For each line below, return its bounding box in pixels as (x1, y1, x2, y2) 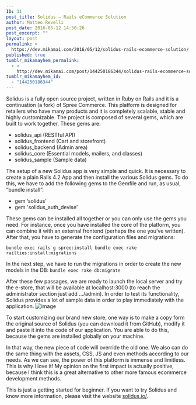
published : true (6, 52, 45, 58)
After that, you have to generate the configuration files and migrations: (6, 234, 176, 240)
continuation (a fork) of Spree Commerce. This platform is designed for (6, 102, 177, 108)
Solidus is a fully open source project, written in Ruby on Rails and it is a (6, 95, 179, 102)
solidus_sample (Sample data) (14, 156, 87, 163)
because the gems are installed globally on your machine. (6, 333, 145, 340)
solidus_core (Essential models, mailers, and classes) (14, 150, 143, 157)
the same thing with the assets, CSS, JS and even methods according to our (6, 350, 189, 357)
